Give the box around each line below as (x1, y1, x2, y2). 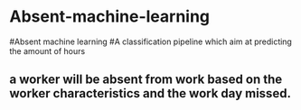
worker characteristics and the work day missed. (9, 86, 292, 101)
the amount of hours (9, 45, 86, 56)
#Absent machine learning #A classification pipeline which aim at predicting (9, 36, 292, 47)
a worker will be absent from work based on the (9, 72, 283, 87)
